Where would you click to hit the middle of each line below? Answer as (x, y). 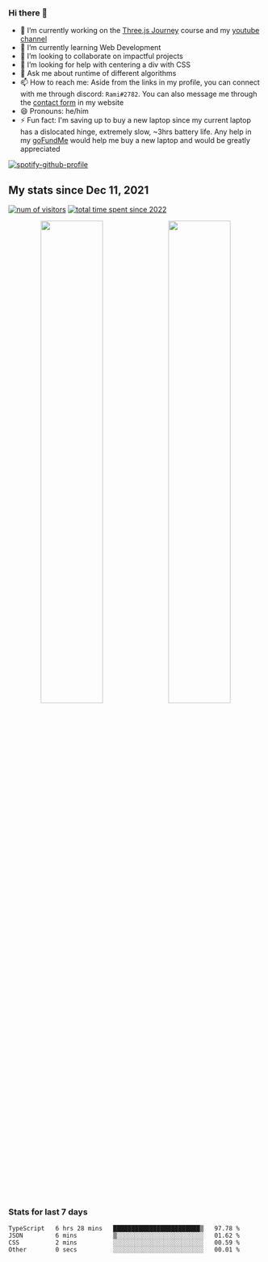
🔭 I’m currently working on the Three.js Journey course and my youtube (140, 31)
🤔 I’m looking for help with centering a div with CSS (105, 65)
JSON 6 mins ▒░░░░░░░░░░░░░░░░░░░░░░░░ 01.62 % (124, 1235)
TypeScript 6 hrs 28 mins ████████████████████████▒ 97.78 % (124, 1228)
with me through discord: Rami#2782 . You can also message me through (138, 94)
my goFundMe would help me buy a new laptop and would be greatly (135, 140)
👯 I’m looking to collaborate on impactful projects (101, 57)
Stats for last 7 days (48, 1212)
